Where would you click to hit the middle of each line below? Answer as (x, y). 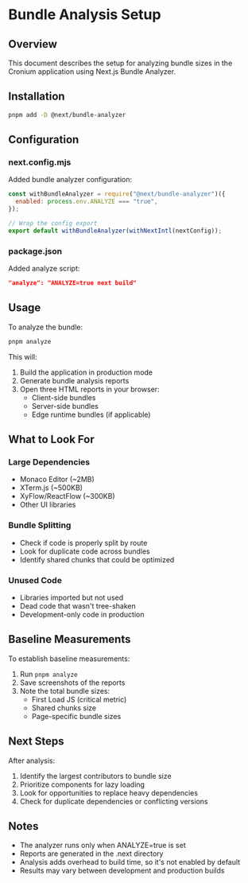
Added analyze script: (44, 269)
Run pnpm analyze (48, 674)
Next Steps (36, 741)
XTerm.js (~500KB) (51, 488)
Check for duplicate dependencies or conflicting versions (114, 801)
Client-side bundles (64, 397)
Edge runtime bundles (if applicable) (91, 414)
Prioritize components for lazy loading (82, 784)
